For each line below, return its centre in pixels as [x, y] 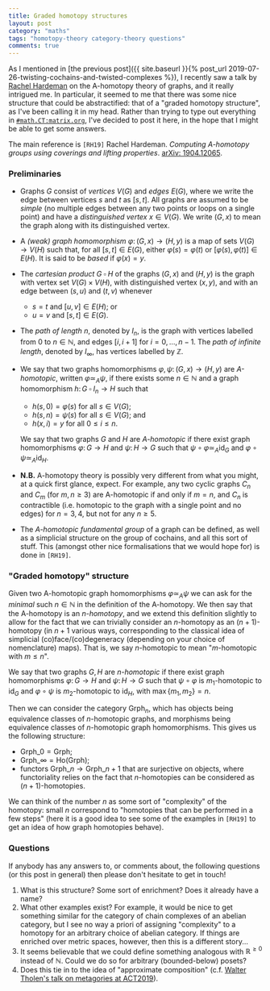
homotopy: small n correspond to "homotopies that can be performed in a [131, 810]
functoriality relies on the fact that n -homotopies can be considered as [137, 777]
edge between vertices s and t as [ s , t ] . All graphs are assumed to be [134, 200]
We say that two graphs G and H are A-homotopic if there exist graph [135, 439]
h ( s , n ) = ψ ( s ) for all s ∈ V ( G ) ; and [89, 414]
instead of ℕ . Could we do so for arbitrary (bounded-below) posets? [133, 961]
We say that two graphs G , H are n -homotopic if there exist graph [116, 672]
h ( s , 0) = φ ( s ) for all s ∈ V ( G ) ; [81, 406]
